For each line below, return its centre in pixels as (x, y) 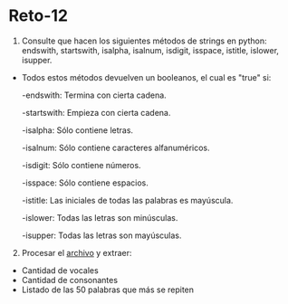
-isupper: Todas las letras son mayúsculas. (101, 235)
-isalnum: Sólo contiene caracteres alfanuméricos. (115, 147)
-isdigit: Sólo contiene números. (81, 165)
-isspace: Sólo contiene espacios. (85, 183)
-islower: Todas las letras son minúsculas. (100, 217)
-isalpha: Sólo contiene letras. (77, 130)
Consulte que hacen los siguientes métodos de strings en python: (144, 41)
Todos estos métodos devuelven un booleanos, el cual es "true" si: (146, 77)
